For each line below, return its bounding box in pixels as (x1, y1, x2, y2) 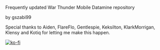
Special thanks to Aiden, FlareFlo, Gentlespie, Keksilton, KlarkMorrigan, (5, 24, 155, 30)
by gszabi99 (5, 14, 32, 20)
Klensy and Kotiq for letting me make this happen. (5, 30, 110, 35)
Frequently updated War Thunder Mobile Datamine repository (5, 5, 135, 10)
